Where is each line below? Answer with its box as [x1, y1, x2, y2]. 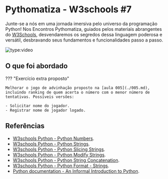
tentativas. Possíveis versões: [5, 94, 74, 100]
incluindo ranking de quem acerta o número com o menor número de [5, 90, 150, 95]
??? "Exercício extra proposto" [5, 75, 69, 82]
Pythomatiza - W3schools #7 [5, 4, 132, 15]
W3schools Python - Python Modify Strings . [12, 151, 106, 157]
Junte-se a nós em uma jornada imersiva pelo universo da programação [5, 21, 158, 27]
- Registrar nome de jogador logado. [5, 108, 86, 113]
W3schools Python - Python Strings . [12, 141, 90, 147]
